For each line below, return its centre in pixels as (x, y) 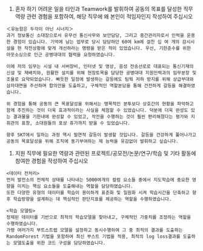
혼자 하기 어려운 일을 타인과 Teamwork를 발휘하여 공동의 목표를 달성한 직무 (104, 9)
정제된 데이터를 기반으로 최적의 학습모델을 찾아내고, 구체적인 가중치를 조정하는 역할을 (99, 217)
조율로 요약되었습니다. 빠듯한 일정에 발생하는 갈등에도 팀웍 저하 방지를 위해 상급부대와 (100, 79)
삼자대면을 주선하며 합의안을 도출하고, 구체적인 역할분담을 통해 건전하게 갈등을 (91, 86)
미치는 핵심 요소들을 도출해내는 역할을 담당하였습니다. (75, 186)
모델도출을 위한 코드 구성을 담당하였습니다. (59, 243)
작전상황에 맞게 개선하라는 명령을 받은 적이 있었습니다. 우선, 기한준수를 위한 (107, 48)
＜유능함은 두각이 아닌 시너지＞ (40, 29)
